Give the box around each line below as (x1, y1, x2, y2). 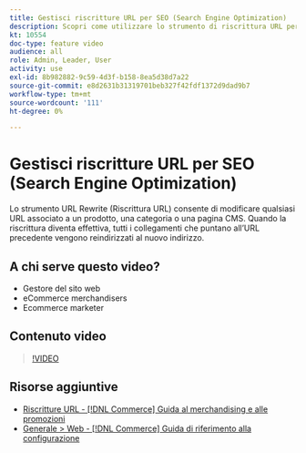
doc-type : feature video (9, 38, 104, 48)
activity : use (9, 65, 64, 74)
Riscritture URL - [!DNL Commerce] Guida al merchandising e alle (22, 403, 269, 415)
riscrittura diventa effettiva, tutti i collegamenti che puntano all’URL (9, 222, 260, 233)
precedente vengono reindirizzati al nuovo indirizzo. (9, 232, 205, 243)
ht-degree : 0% (9, 107, 64, 116)
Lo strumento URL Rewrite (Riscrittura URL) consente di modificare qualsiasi (9, 203, 296, 214)
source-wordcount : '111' (9, 98, 104, 108)
